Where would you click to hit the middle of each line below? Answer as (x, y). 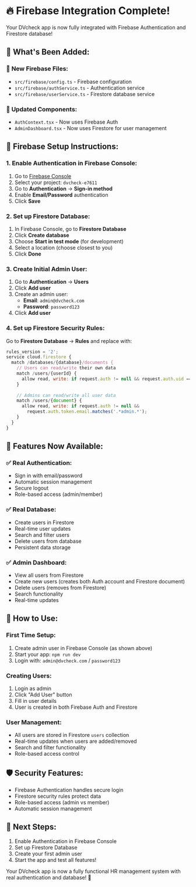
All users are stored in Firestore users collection (72, 735)
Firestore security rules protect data (57, 796)
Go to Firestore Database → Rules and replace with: (69, 341)
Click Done (28, 254)
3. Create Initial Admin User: (47, 269)
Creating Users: (29, 675)
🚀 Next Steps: (31, 827)
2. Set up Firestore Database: (48, 216)
